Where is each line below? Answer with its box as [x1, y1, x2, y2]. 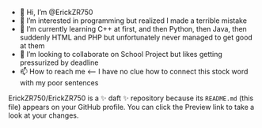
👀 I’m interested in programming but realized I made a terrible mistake [19, 16, 248, 25]
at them [19, 41, 45, 51]
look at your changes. [8, 111, 79, 120]
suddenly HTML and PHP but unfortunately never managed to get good [19, 32, 253, 42]
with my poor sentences [19, 78, 99, 87]
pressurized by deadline [19, 58, 99, 67]
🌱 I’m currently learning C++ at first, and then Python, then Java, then [19, 24, 247, 33]
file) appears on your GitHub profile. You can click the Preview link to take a [8, 103, 255, 111]
